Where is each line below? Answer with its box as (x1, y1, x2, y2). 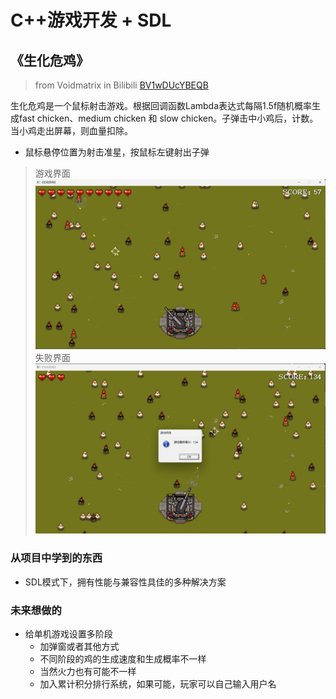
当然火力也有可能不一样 (39, 666, 137, 678)
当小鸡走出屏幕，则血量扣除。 (10, 125, 133, 136)
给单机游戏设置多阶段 (24, 628, 113, 640)
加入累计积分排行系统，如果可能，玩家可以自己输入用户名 (39, 678, 277, 690)
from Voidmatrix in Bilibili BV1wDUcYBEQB (34, 79, 209, 91)
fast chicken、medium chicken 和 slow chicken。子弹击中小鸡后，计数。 (18, 112, 319, 124)
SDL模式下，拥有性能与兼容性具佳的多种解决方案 (24, 576, 227, 588)
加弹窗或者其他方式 (39, 641, 120, 653)
